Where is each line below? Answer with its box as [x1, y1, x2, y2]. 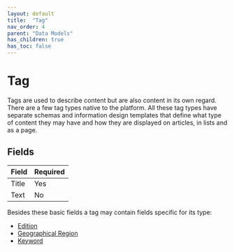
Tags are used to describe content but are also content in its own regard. [7, 96, 217, 104]
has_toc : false [7, 43, 52, 50]
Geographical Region [17, 229, 78, 237]
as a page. [7, 125, 38, 134]
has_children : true [7, 36, 64, 43]
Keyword [17, 236, 43, 245]
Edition [17, 221, 38, 230]
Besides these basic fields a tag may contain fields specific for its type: [7, 208, 212, 216]
